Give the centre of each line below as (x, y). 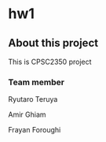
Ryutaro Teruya (33, 99)
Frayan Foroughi (35, 130)
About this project (53, 43)
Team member (37, 82)
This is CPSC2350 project (50, 62)
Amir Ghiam (27, 114)
